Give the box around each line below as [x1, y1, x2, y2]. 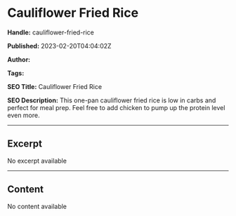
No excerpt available [7, 156, 67, 165]
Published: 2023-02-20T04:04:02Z [7, 41, 112, 50]
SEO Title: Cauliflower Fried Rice [7, 82, 103, 90]
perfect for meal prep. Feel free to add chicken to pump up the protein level [7, 103, 225, 112]
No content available [7, 202, 67, 210]
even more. [7, 111, 40, 119]
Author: [7, 55, 31, 64]
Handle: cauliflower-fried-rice [7, 28, 95, 36]
